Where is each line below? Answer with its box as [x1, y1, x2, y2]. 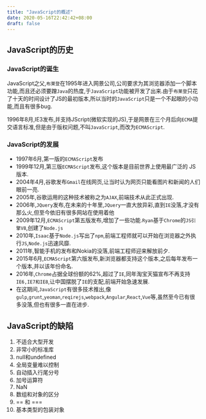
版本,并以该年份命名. [21, 263, 73, 270]
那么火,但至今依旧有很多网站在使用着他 [15, 209, 115, 217]
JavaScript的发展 [7, 140, 59, 148]
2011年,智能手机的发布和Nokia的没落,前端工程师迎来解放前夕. [15, 247, 170, 255]
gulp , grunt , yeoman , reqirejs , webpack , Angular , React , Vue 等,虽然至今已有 [15, 293, 190, 301]
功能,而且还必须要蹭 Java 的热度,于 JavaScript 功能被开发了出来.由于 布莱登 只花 [7, 87, 199, 95]
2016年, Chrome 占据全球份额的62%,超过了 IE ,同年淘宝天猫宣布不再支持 [15, 271, 191, 278]
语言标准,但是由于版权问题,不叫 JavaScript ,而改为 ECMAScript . [12, 123, 165, 131]
